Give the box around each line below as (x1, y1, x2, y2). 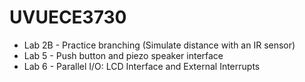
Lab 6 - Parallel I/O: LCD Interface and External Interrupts (23, 60, 261, 72)
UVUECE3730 (9, 6, 127, 29)
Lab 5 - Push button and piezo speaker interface (23, 49, 224, 61)
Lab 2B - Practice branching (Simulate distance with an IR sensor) (23, 39, 296, 51)
